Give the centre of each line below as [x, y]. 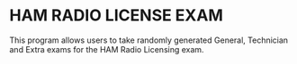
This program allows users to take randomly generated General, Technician [149, 40]
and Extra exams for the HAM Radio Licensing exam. [107, 49]
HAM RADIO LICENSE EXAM [116, 16]
